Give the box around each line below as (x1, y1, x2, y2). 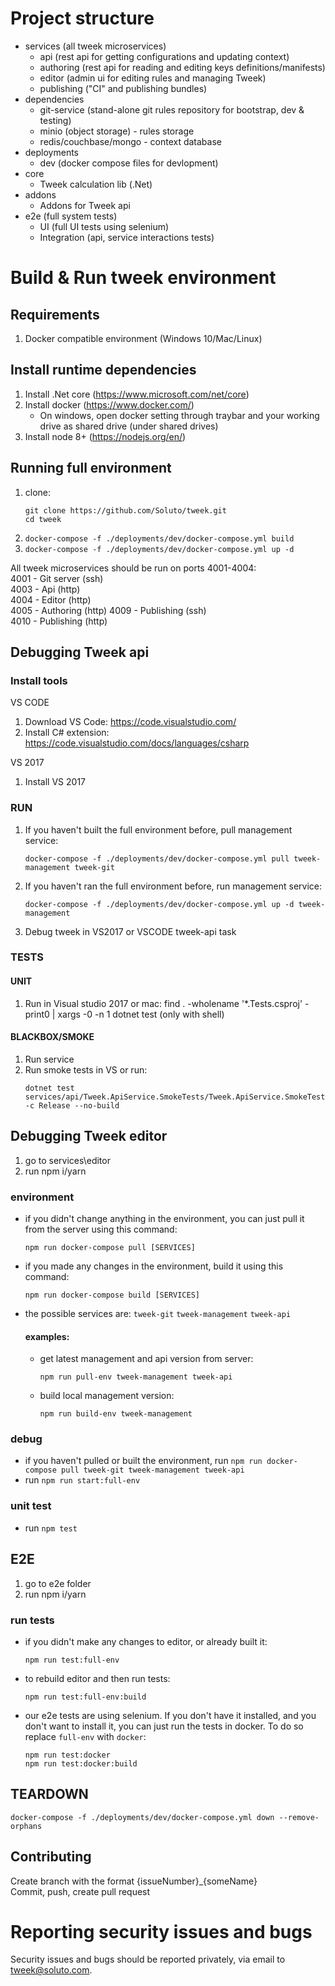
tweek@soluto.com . (10, 1964, 93, 1976)
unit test (10, 1499, 52, 1513)
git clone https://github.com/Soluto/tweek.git (24, 505, 227, 516)
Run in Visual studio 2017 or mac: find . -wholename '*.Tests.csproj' (24, 997, 303, 1009)
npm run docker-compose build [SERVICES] (24, 1290, 200, 1300)
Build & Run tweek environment (10, 267, 277, 289)
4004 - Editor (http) (10, 593, 92, 606)
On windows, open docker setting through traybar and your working (39, 409, 320, 421)
